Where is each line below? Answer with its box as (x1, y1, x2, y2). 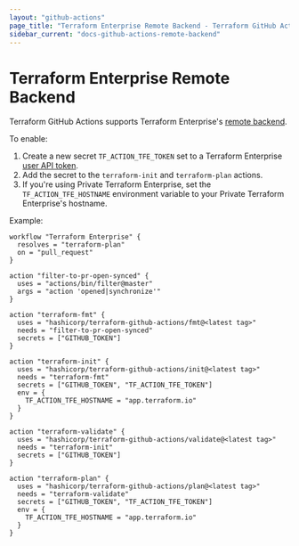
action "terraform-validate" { (9, 428, 125, 436)
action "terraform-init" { (9, 357, 109, 366)
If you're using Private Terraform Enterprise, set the (21, 179, 212, 190)
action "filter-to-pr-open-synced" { (9, 272, 149, 281)
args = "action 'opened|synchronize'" (17, 287, 162, 297)
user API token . (21, 160, 78, 171)
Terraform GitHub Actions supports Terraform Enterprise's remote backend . (9, 117, 287, 127)
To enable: (9, 134, 48, 144)
